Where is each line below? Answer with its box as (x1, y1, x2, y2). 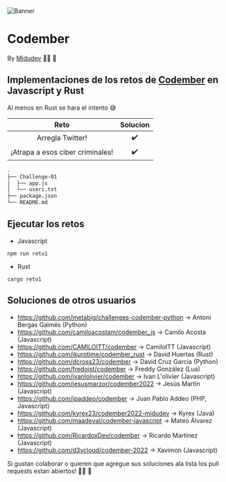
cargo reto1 (7, 276, 42, 283)
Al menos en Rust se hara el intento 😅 (7, 103, 116, 112)
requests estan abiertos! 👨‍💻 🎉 (7, 467, 92, 475)
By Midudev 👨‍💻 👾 (7, 53, 57, 62)
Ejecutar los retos (7, 218, 85, 230)
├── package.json (7, 192, 58, 200)
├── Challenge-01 (7, 173, 58, 180)
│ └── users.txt (7, 186, 58, 193)
